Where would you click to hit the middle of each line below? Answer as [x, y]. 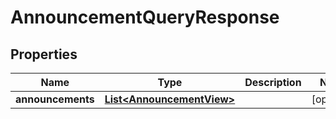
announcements [55, 99]
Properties [44, 54]
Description [273, 82]
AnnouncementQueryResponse [145, 17]
